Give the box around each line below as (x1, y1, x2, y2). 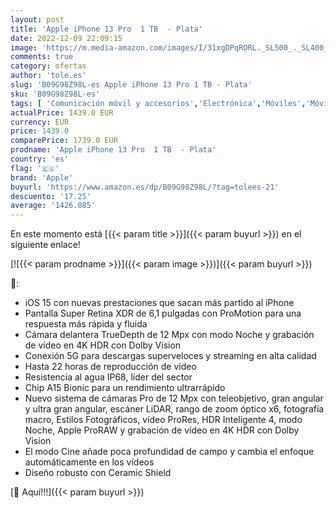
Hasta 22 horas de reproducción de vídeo (24, 361, 197, 373)
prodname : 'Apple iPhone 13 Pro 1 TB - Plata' (10, 145, 217, 155)
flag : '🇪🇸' (10, 163, 60, 173)
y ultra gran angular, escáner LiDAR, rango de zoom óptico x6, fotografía (24, 403, 325, 415)
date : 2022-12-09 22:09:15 (10, 33, 123, 43)
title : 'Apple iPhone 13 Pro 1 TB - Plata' (10, 24, 203, 34)
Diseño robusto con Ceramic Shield (24, 467, 172, 479)
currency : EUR (10, 117, 70, 127)
